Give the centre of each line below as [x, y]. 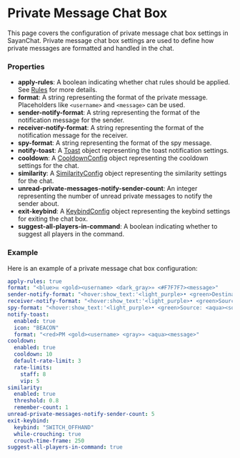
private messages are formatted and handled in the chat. [91, 48]
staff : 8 [33, 374]
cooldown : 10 [33, 354]
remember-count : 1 [41, 408]
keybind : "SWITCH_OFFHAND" [54, 427]
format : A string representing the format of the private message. [113, 97]
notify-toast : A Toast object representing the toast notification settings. [123, 151]
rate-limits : [33, 367]
